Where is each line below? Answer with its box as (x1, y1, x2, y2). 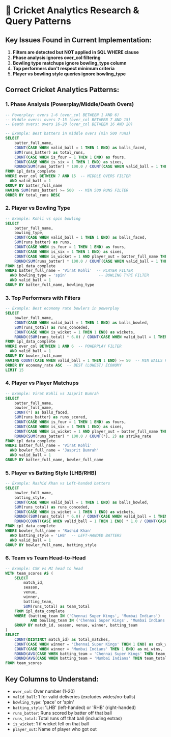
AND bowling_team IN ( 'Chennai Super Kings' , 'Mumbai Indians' (30, 618, 167, 623)
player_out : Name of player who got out (12, 726, 97, 732)
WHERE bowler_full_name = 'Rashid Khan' (5, 528, 93, 533)
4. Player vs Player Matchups (5, 379, 79, 386)
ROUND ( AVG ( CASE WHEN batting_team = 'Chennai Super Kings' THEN (14, 651, 154, 656)
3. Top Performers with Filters (5, 294, 80, 301)
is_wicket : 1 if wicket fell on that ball (12, 720, 89, 727)
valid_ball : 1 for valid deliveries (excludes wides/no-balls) (12, 693, 136, 699)
